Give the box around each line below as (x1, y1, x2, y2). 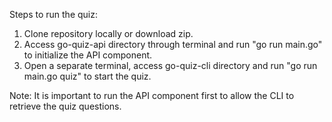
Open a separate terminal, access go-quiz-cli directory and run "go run (23, 60, 318, 71)
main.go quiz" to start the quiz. (23, 70, 152, 82)
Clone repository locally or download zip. (23, 28, 194, 39)
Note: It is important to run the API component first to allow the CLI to (9, 90, 295, 101)
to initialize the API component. (23, 49, 153, 61)
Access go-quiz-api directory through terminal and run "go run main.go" (23, 39, 323, 50)
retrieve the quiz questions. (9, 100, 122, 112)
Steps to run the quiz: (9, 9, 98, 20)
